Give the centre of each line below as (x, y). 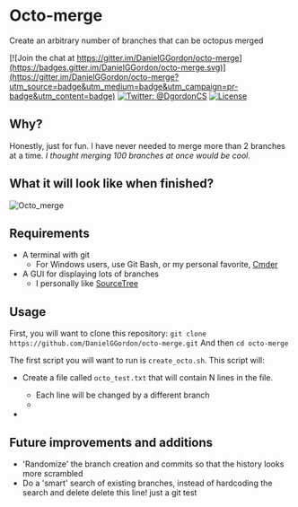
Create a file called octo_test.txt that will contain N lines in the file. (148, 378)
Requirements (49, 233)
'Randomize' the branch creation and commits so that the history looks (153, 464)
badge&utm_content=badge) (62, 96)
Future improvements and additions (111, 442)
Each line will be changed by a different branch (123, 395)
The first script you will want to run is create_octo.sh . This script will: (137, 361)
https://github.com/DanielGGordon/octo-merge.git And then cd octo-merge (149, 343)
